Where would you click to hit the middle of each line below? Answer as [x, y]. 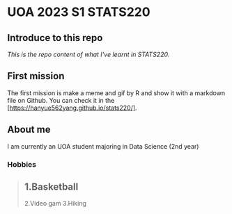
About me [29, 130]
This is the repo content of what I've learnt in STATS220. [88, 54]
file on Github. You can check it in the [61, 100]
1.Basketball [51, 187]
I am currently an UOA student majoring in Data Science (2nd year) [103, 146]
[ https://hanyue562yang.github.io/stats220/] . [72, 108]
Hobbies [22, 164]
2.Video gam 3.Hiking [55, 204]
